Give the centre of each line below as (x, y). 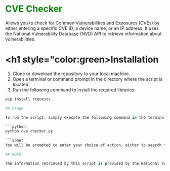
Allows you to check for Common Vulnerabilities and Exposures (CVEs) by (82, 23)
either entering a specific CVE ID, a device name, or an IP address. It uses (82, 28)
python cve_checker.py (29, 131)
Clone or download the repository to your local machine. (71, 74)
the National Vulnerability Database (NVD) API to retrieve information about (83, 33)
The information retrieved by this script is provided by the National (82, 163)
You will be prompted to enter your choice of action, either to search (83, 145)
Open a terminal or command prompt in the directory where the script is (88, 79)
